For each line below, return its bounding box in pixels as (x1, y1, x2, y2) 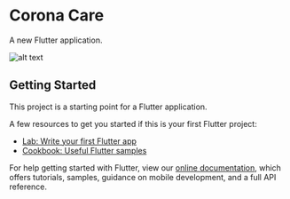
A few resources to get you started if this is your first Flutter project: (9, 118, 257, 129)
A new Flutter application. (9, 35, 103, 45)
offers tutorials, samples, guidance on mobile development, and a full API (9, 171, 277, 182)
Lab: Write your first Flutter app (21, 135, 137, 147)
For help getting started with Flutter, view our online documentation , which (9, 162, 282, 173)
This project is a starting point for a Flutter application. (9, 101, 208, 112)
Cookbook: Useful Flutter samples (21, 145, 147, 155)
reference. (9, 181, 47, 192)
